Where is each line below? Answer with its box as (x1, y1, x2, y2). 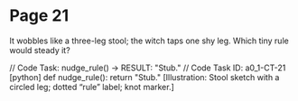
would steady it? (9, 44, 70, 55)
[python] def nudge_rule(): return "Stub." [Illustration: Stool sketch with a (9, 71, 280, 82)
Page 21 (9, 5, 70, 26)
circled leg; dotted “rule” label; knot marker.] (9, 81, 174, 92)
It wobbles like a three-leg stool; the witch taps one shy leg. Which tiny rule (9, 35, 289, 46)
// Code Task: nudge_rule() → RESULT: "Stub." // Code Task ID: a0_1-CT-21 (9, 62, 286, 73)
